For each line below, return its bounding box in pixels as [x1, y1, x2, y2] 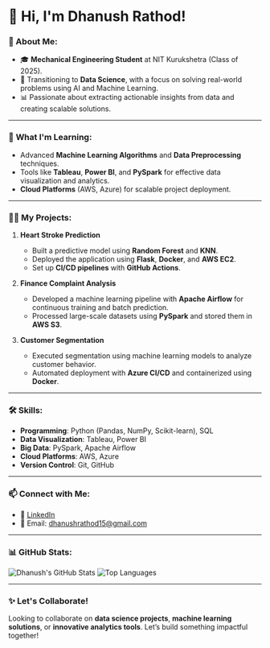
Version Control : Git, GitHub [19, 460, 115, 470]
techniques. [19, 159, 59, 168]
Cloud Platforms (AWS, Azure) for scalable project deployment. [19, 184, 231, 194]
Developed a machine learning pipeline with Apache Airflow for [31, 294, 243, 304]
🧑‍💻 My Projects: [8, 212, 72, 223]
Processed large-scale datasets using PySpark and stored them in [31, 312, 253, 321]
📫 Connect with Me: [8, 489, 91, 500]
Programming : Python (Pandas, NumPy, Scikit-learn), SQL [19, 426, 215, 435]
